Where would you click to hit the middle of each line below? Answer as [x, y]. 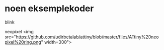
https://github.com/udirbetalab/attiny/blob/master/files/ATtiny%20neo [87, 37]
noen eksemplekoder [49, 9]
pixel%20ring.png [23, 42]
